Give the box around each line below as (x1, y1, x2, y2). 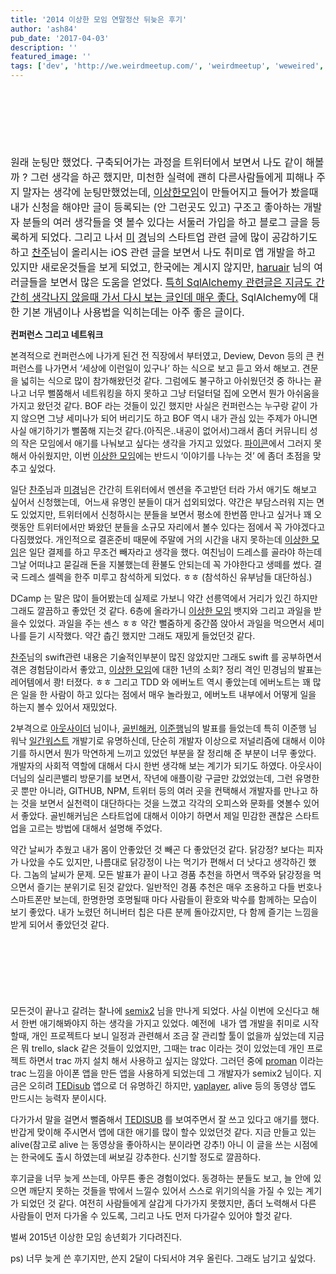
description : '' (10, 42, 78, 53)
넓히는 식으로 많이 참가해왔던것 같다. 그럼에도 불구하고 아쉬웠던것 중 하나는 (20, 375, 312, 386)
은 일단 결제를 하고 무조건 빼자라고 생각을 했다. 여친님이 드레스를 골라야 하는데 (18, 546, 323, 558)
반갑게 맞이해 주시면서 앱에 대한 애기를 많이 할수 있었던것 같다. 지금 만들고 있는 (10, 1126, 317, 1138)
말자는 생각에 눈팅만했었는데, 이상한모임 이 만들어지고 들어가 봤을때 (22, 186, 319, 199)
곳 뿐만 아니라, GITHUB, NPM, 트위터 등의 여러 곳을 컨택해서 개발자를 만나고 (10, 785, 308, 796)
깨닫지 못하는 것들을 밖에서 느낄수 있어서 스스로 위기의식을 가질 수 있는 (28, 1185, 304, 1196)
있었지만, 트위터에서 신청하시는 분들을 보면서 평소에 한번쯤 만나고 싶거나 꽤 (20, 509, 312, 520)
